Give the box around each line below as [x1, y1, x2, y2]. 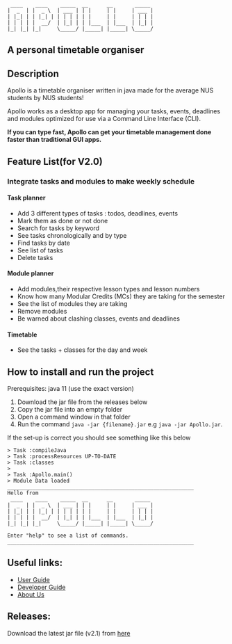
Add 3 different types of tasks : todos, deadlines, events [17, 209, 179, 217]
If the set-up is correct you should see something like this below [7, 433, 191, 442]
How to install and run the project [7, 366, 154, 378]
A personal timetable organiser [7, 44, 144, 56]
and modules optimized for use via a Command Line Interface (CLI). [7, 115, 201, 123]
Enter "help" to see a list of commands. [7, 532, 129, 539]
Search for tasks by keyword [17, 224, 99, 232]
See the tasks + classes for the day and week [17, 346, 148, 354]
